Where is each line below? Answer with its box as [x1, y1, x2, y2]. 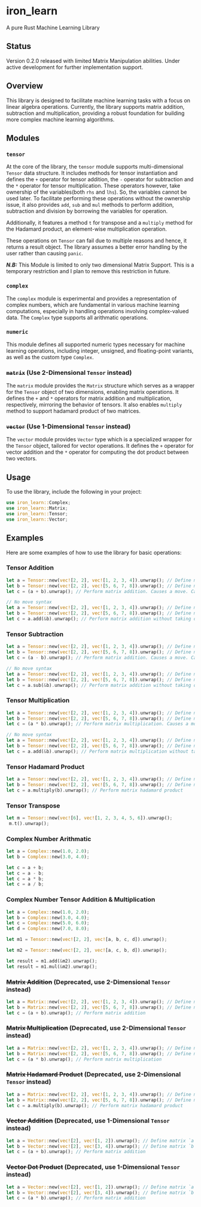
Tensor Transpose [6, 801, 60, 809]
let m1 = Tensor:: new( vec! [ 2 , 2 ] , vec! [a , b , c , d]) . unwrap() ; [6, 937, 167, 943]
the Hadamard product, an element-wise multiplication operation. [6, 225, 167, 233]
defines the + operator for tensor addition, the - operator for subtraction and [6, 176, 194, 183]
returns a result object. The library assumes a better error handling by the [6, 243, 187, 250]
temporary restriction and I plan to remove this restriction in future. [6, 268, 170, 275]
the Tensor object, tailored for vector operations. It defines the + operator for [6, 442, 194, 450]
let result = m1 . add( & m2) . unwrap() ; [6, 958, 98, 964]
